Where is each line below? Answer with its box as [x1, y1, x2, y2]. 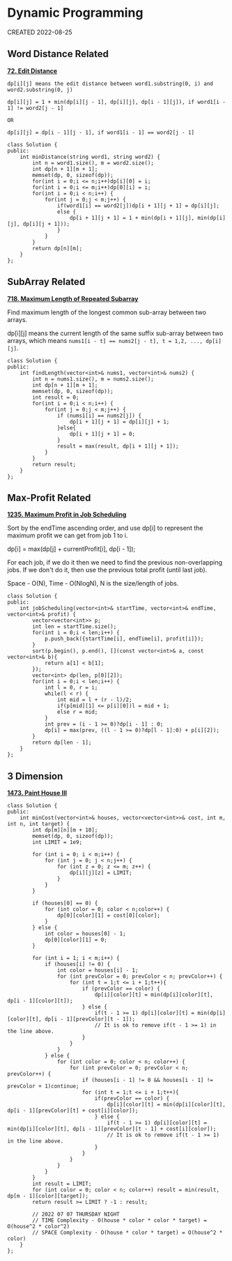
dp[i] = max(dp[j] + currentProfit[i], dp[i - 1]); [7, 545, 136, 553]
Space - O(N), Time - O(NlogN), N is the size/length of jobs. [7, 579, 179, 588]
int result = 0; [32, 394, 79, 401]
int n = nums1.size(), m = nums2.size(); [32, 375, 155, 383]
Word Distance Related [7, 48, 109, 60]
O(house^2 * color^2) [7, 1223, 70, 1230]
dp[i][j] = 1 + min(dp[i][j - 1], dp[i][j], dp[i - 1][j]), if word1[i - [7, 98, 226, 105]
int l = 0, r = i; [44, 685, 98, 691]
